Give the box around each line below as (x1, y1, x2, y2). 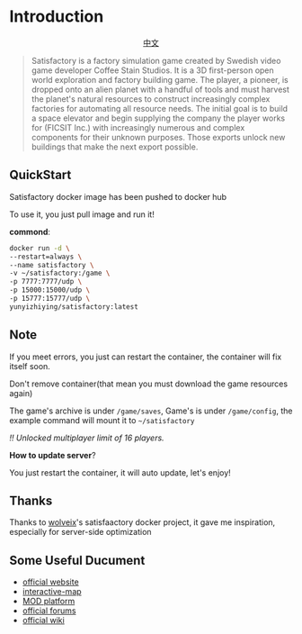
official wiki (22, 615, 65, 626)
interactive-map (22, 586, 83, 597)
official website (22, 576, 79, 587)
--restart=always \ (9, 252, 83, 261)
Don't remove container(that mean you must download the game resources (9, 378, 289, 389)
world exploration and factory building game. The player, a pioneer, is (31, 74, 289, 85)
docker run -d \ (9, 243, 70, 253)
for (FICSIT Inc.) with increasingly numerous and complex (31, 122, 245, 132)
